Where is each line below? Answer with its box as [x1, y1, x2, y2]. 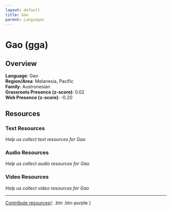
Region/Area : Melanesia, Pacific [5, 78, 74, 84]
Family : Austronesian [5, 84, 50, 90]
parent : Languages [5, 17, 45, 22]
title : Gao [5, 12, 29, 17]
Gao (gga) [5, 39, 49, 51]
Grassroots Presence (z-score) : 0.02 [5, 89, 84, 95]
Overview [5, 59, 37, 68]
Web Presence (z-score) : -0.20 [5, 95, 73, 101]
